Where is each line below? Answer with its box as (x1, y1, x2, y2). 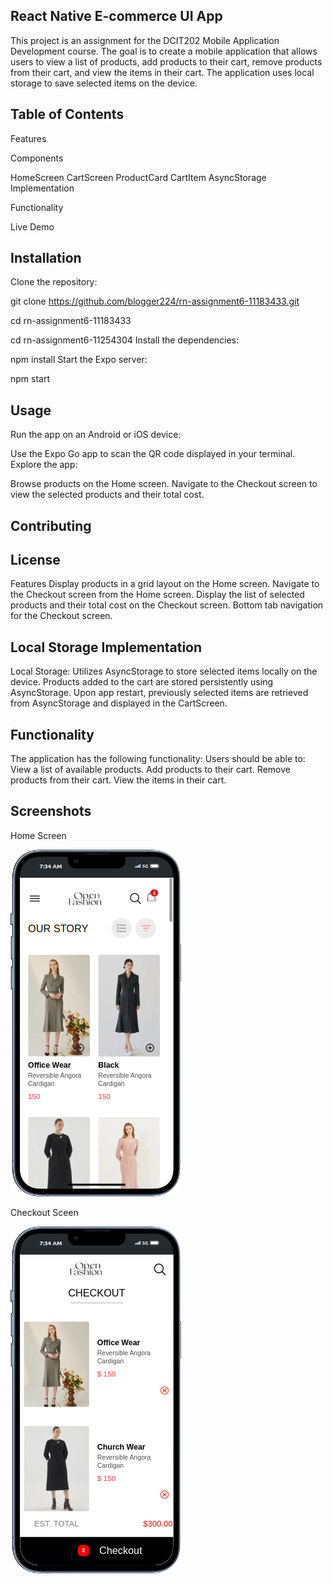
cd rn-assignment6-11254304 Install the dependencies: (10, 334, 240, 346)
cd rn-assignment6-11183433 (10, 315, 132, 327)
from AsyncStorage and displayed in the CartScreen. (10, 697, 228, 709)
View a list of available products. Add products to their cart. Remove (10, 764, 291, 776)
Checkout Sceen (10, 1206, 79, 1218)
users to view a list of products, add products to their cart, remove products (10, 55, 323, 68)
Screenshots (10, 803, 92, 820)
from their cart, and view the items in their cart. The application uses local (10, 66, 315, 78)
